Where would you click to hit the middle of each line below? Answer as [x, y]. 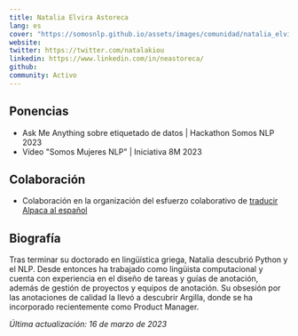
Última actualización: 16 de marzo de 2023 [88, 324]
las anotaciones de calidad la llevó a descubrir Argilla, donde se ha [131, 298]
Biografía [35, 238]
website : [25, 42]
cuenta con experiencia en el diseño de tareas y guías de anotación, [134, 279]
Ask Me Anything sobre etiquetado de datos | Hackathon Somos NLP [148, 132]
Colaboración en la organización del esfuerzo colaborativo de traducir [150, 201]
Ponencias [39, 112]
